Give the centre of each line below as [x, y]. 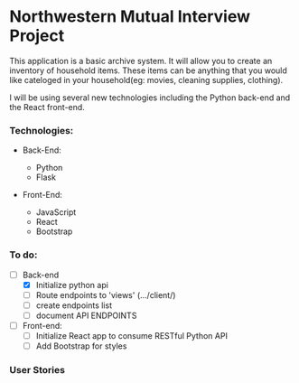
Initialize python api [72, 285]
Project [37, 36]
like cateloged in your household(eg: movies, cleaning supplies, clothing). [146, 79]
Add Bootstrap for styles [81, 346]
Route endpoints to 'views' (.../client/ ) [106, 294]
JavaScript [56, 212]
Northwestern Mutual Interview [130, 17]
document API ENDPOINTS [86, 315]
